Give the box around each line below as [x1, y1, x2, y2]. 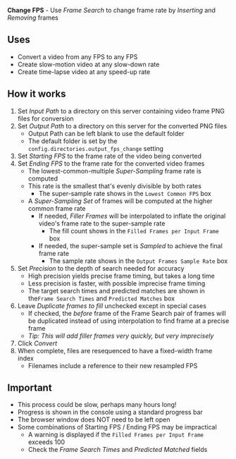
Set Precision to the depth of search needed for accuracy [17, 264, 185, 272]
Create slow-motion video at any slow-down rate [17, 60, 160, 68]
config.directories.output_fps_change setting [27, 144, 164, 152]
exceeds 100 [27, 438, 66, 446]
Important [7, 382, 52, 394]
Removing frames [7, 13, 58, 22]
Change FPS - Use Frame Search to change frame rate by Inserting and [7, 6, 216, 14]
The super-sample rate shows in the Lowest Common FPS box [38, 189, 211, 197]
